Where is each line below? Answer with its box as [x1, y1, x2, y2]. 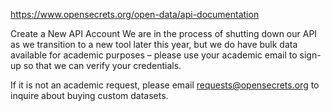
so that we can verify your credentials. [23, 60, 182, 71]
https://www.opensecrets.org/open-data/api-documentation [10, 9, 260, 20]
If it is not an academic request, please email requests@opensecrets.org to [10, 79, 320, 91]
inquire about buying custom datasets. [10, 90, 169, 101]
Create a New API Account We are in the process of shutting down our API [10, 28, 318, 39]
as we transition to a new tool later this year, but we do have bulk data [10, 39, 298, 50]
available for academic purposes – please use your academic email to [10, 49, 298, 61]
